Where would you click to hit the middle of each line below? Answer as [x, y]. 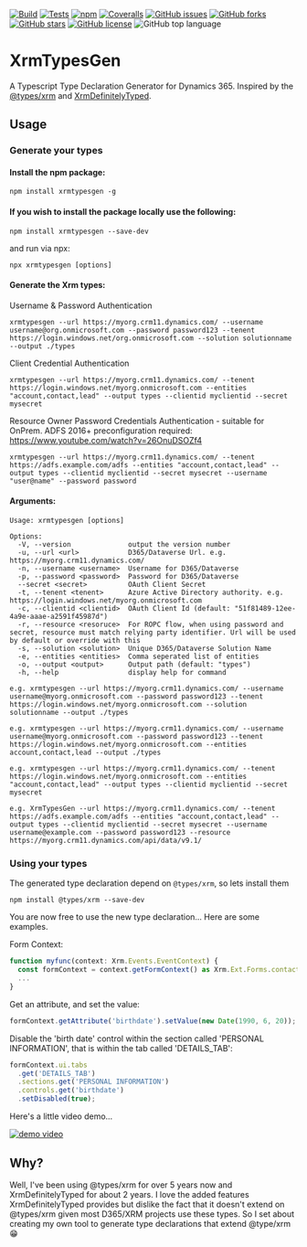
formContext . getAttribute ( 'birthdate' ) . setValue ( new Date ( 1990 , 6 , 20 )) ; [153, 1021]
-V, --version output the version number [124, 545]
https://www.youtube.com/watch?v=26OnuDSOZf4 [106, 440]
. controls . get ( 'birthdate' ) [71, 1091]
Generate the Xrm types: [58, 285]
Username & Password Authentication [81, 305]
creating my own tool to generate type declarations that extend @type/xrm [150, 1223]
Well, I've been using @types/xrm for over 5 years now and [121, 1185]
